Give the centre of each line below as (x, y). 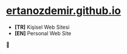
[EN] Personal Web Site (43, 33)
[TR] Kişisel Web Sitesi (42, 27)
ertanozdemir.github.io (63, 11)
